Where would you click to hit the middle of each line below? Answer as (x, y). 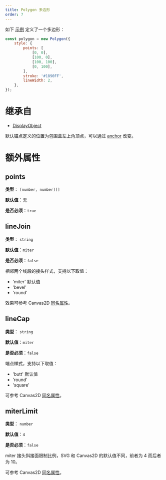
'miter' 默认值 (26, 281)
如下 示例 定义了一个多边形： (35, 29)
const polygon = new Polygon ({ (38, 39)
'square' (21, 385)
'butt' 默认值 (25, 374)
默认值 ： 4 (15, 435)
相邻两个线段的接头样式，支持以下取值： (47, 271)
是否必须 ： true (21, 210)
